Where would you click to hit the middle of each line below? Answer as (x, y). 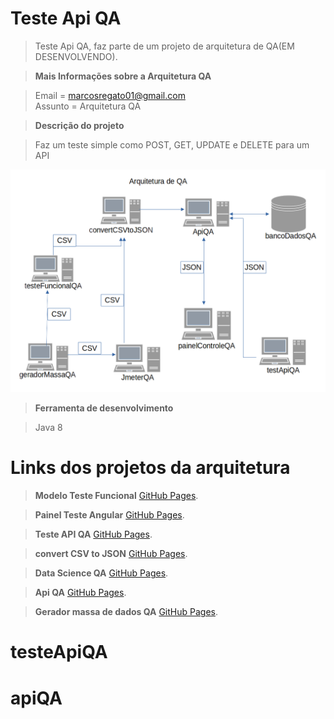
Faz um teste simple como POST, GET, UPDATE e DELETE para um (172, 144)
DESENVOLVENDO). (76, 56)
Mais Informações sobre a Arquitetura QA (123, 76)
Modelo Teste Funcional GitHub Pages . (116, 496)
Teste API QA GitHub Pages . (93, 534)
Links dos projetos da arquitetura (150, 468)
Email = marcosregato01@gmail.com (110, 95)
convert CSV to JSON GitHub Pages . (111, 554)
